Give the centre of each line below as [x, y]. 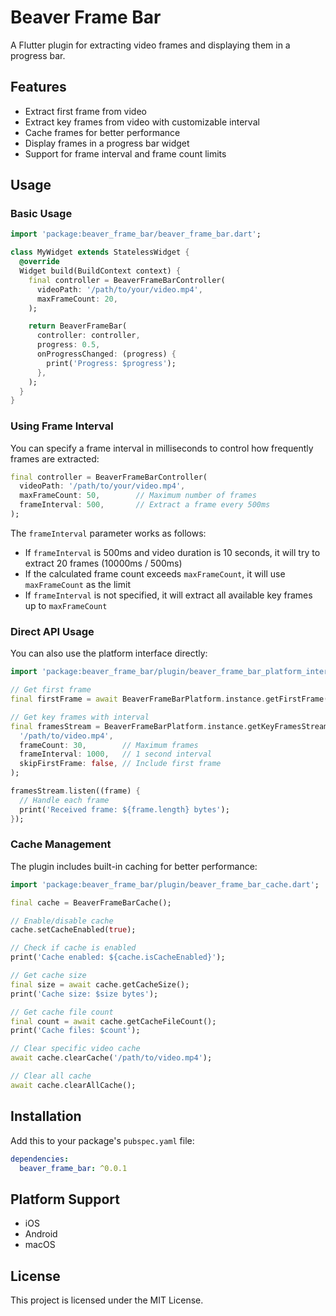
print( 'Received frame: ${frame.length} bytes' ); [124, 809]
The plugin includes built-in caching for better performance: [134, 866]
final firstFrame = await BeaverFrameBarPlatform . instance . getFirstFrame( [169, 699]
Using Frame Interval [62, 426]
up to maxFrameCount [66, 605]
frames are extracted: [55, 458]
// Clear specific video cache [75, 1049]
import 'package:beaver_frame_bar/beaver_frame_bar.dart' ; [136, 234]
